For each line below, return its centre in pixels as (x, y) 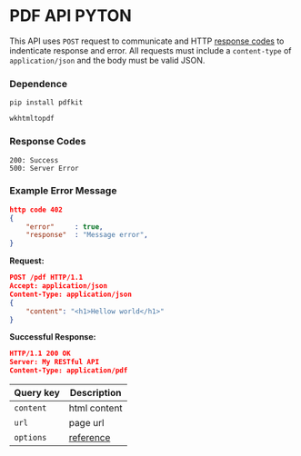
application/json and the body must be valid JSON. (107, 60)
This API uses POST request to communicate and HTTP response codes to (147, 41)
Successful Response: (53, 337)
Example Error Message (63, 191)
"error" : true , (65, 227)
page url (86, 423)
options (30, 438)
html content (95, 408)
